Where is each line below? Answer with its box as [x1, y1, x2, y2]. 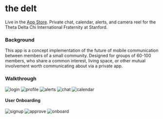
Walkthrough [5, 75, 36, 82]
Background [5, 36, 35, 43]
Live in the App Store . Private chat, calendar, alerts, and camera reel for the [5, 19, 156, 25]
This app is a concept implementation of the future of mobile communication [5, 47, 159, 54]
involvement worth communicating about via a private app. [5, 63, 123, 69]
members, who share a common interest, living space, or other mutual [5, 58, 146, 64]
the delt [5, 3, 37, 14]
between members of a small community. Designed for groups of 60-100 [5, 53, 151, 59]
